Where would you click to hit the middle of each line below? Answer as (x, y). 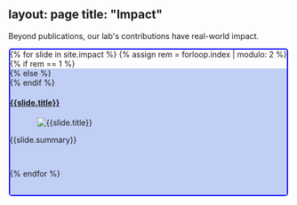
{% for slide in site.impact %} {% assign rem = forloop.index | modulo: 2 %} (148, 54)
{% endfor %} (35, 174)
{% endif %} (32, 83)
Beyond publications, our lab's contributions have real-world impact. (134, 35)
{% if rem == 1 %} (42, 63)
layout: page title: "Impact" (86, 15)
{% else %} (30, 73)
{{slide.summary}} (43, 140)
